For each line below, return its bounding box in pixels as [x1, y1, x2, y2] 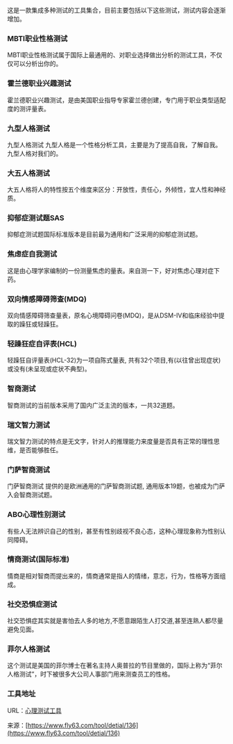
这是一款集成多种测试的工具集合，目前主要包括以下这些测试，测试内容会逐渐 [7, 6, 226, 14]
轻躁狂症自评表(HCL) [7, 339, 78, 349]
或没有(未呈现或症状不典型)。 [7, 365, 92, 373]
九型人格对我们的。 [7, 149, 62, 158]
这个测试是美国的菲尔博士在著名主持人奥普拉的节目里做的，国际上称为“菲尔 [7, 661, 223, 670]
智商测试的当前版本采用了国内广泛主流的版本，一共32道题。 [7, 401, 179, 409]
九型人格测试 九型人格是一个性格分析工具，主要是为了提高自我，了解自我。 [7, 140, 222, 149]
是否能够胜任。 [19, 445, 62, 454]
